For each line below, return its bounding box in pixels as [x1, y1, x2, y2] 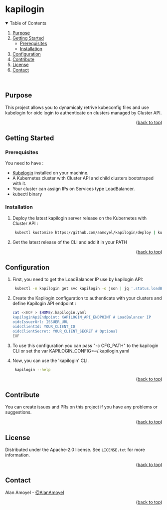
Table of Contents [9, 20, 46, 26]
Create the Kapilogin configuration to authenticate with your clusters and [12, 295, 162, 301]
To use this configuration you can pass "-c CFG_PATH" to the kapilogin [12, 342, 159, 348]
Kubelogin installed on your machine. [12, 170, 89, 176]
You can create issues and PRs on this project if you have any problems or [5, 404, 158, 410]
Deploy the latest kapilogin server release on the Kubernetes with [12, 215, 147, 221]
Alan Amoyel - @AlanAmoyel [5, 489, 64, 495]
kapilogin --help [14, 367, 51, 372]
